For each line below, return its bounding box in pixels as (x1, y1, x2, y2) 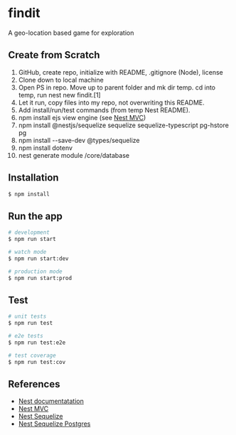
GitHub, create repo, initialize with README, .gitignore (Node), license (18, 68, 223, 76)
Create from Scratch (8, 49, 100, 61)
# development (8, 229, 50, 236)
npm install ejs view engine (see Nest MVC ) (18, 113, 146, 122)
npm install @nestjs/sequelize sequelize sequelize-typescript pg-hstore (18, 121, 230, 129)
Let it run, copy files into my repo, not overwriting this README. (18, 98, 205, 107)
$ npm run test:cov (8, 358, 66, 365)
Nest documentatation (18, 397, 85, 406)
